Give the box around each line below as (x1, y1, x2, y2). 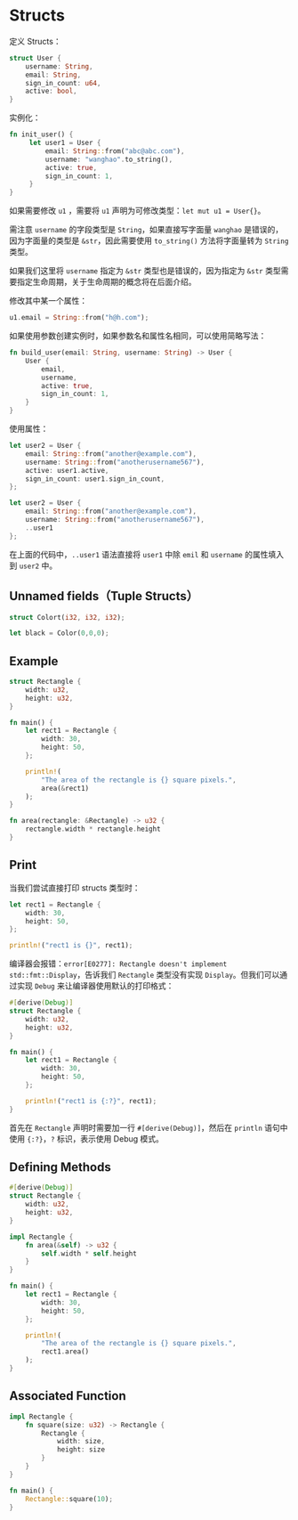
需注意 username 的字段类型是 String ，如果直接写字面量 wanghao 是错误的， (9, 224, 284, 235)
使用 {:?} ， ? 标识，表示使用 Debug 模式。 (9, 1133, 165, 1144)
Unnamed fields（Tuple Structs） (9, 589, 198, 604)
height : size (56, 1445, 105, 1454)
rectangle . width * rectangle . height (25, 825, 162, 833)
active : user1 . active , (25, 466, 109, 475)
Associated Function (9, 1388, 126, 1403)
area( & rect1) (41, 784, 90, 793)
